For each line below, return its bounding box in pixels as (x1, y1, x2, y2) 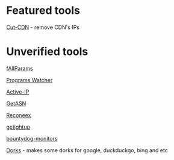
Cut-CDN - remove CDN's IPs (6, 24, 80, 31)
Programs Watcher (6, 76, 53, 83)
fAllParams (6, 65, 33, 72)
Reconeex (6, 111, 31, 118)
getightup (6, 123, 31, 130)
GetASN (6, 100, 26, 107)
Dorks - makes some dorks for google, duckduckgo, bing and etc (6, 146, 169, 154)
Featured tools (6, 4, 80, 18)
